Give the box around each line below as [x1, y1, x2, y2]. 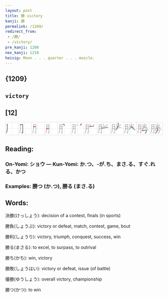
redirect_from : [5, 29, 37, 34]
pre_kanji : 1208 [5, 45, 39, 50]
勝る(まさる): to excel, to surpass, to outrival [5, 244, 96, 250]
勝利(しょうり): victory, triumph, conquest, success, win [5, 234, 121, 240]
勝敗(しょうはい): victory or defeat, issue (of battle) [5, 265, 111, 272]
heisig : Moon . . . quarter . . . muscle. [5, 55, 95, 60]
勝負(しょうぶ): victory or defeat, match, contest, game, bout [5, 223, 131, 229]
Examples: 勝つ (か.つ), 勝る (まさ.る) [5, 183, 95, 190]
